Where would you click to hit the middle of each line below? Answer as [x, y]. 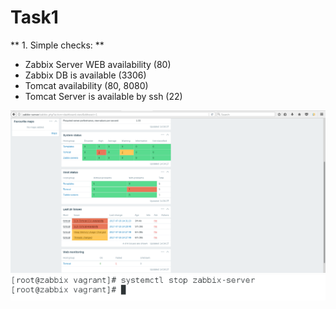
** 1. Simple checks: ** [57, 45]
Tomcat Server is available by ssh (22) [103, 96]
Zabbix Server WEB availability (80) [98, 64]
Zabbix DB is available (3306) [85, 75]
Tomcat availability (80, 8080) [86, 85]
